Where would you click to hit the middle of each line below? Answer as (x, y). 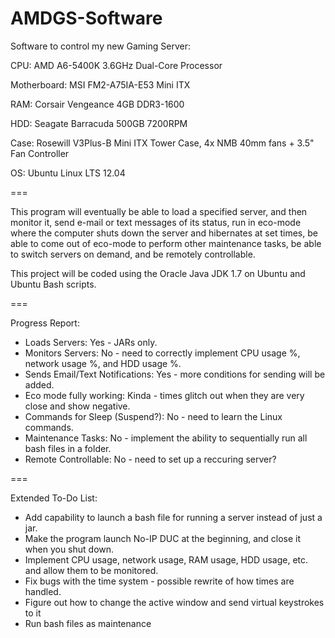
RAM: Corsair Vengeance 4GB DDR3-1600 (97, 104)
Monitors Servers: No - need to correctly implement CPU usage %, (162, 353)
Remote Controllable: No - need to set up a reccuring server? (150, 459)
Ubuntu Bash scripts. (53, 284)
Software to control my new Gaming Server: (100, 46)
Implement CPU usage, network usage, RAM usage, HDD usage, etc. (166, 559)
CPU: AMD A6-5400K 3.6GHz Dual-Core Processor (116, 65)
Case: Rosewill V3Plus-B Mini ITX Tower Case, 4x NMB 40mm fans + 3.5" (162, 143)
